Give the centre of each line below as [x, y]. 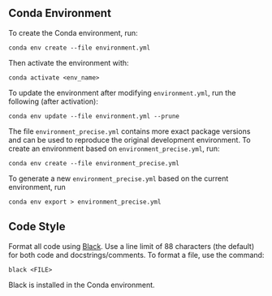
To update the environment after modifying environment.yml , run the [122, 92]
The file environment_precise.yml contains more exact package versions [130, 131]
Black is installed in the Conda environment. [82, 285]
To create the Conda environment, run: [73, 32]
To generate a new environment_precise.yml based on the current [119, 178]
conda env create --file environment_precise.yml [94, 163]
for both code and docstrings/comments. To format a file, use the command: [136, 255]
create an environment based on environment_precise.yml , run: [114, 148]
